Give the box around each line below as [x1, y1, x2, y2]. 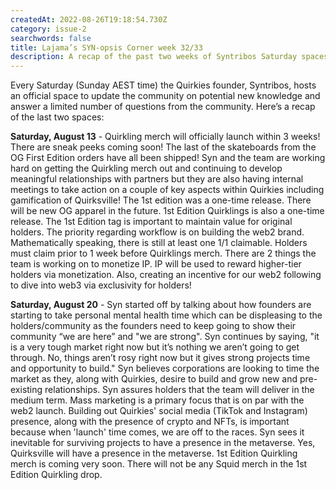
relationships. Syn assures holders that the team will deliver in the [44, 384, 315, 396]
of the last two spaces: [10, 111, 105, 123]
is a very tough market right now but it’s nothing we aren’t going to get [10, 341, 300, 353]
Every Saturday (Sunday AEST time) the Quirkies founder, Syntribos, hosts [10, 79, 317, 91]
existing [10, 384, 43, 396]
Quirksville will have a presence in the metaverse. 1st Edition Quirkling [10, 447, 298, 460]
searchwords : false [10, 33, 92, 43]
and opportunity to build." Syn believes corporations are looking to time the [10, 362, 320, 375]
